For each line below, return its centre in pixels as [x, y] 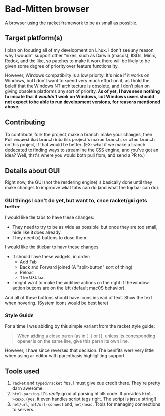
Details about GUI [33, 170]
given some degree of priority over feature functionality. [62, 66]
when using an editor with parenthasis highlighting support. [65, 355]
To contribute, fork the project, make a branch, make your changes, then [79, 134]
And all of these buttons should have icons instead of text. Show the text [79, 297]
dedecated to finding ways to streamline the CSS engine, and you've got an [82, 150]
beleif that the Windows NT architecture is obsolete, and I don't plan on [78, 86]
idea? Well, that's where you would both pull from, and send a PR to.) [75, 155]
